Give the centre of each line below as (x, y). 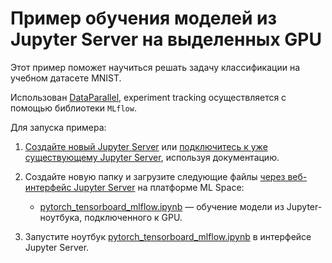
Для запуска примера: (58, 127)
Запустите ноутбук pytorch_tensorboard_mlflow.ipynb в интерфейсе (168, 236)
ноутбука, (61, 217)
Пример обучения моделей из (144, 18)
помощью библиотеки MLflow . (73, 108)
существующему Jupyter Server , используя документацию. (152, 157)
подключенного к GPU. (133, 217)
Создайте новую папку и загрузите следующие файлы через (155, 176)
